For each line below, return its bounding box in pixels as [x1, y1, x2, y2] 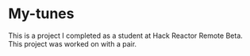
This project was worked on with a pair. [8, 39, 137, 48]
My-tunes [8, 5, 75, 23]
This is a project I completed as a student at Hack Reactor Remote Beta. [8, 31, 244, 40]
